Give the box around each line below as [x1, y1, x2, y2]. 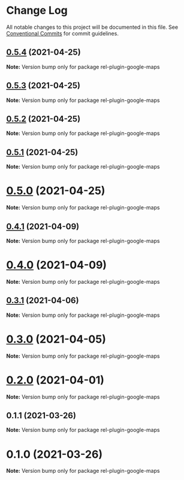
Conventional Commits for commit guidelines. [6, 29, 119, 37]
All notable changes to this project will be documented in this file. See [6, 23, 179, 31]
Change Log [6, 4, 68, 17]
